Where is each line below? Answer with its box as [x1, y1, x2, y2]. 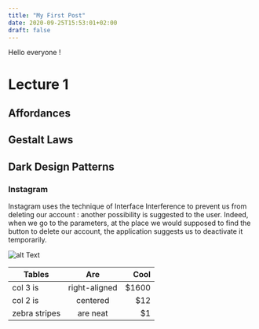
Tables [23, 269, 49, 280]
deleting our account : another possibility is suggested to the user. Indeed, [8, 210, 249, 220]
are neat [77, 308, 108, 319]
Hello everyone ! [8, 48, 61, 57]
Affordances [8, 106, 71, 120]
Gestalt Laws [8, 133, 74, 146]
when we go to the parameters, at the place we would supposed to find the [8, 218, 251, 228]
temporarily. [8, 235, 47, 245]
